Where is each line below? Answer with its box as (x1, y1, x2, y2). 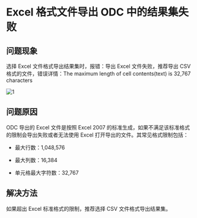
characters (6, 77, 33, 84)
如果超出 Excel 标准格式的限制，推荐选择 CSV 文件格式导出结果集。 (6, 205, 171, 212)
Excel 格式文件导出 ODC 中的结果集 (6, 5, 179, 19)
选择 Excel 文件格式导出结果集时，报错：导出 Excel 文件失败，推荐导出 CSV (6, 63, 191, 69)
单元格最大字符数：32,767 (14, 169, 79, 176)
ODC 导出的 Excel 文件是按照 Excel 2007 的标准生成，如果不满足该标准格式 (6, 124, 190, 131)
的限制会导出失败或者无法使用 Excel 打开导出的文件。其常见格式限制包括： (6, 131, 189, 138)
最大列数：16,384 (14, 156, 58, 163)
